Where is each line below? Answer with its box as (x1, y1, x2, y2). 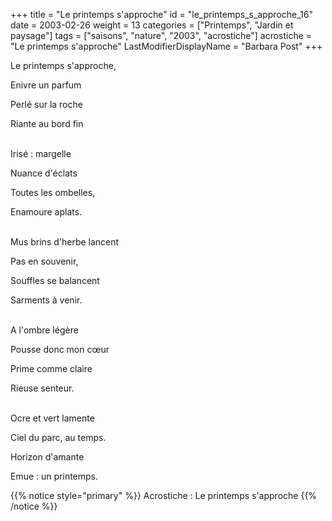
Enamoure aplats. (10, 206, 83, 218)
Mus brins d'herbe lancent (10, 236, 120, 248)
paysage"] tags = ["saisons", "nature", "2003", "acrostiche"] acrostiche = (10, 30, 313, 41)
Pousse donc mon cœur (10, 344, 110, 355)
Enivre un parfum (10, 79, 82, 91)
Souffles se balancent (10, 275, 100, 286)
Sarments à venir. (10, 294, 83, 306)
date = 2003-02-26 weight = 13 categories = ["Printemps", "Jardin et (10, 19, 294, 31)
